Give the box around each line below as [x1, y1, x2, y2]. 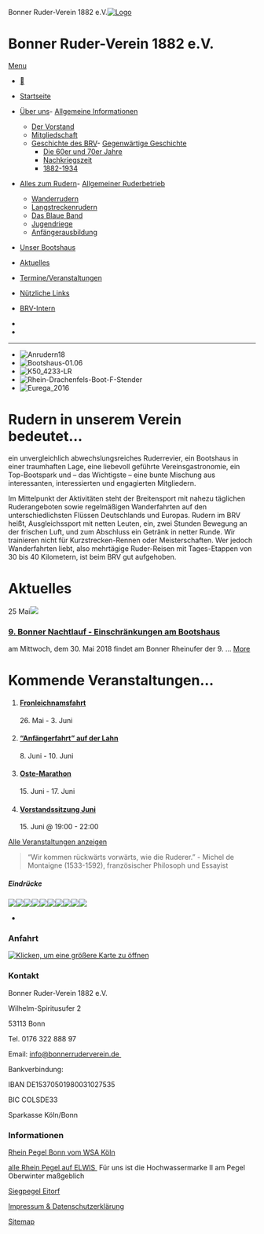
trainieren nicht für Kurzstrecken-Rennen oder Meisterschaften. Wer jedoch [8, 535, 253, 545]
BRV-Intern [19, 303, 56, 313]
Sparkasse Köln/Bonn [8, 1110, 79, 1119]
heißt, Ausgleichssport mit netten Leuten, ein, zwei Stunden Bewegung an [8, 519, 247, 528]
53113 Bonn [8, 1019, 46, 1028]
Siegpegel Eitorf [8, 1186, 60, 1195]
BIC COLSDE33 [8, 1095, 58, 1104]
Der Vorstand [31, 122, 75, 131]
